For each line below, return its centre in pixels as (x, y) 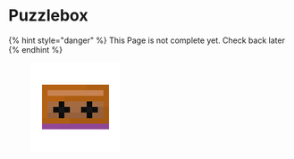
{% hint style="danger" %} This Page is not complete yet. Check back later (147, 40)
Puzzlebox (48, 16)
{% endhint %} (36, 49)
